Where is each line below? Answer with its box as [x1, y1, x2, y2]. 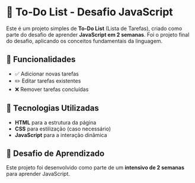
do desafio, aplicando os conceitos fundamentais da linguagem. [6, 37, 163, 44]
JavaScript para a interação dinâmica [14, 131, 108, 138]
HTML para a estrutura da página [14, 119, 97, 126]
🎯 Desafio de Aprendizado [6, 148, 105, 158]
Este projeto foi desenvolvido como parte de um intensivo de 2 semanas [6, 164, 185, 171]
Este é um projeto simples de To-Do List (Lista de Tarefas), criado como [6, 25, 183, 32]
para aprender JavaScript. [6, 171, 70, 178]
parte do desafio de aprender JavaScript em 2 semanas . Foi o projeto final [6, 31, 190, 38]
